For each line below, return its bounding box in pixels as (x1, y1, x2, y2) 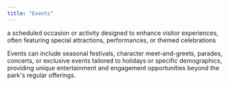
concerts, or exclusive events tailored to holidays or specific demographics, (7, 56, 223, 65)
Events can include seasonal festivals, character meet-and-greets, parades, (7, 49, 223, 57)
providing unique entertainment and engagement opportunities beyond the (7, 63, 219, 72)
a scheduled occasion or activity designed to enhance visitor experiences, (7, 29, 219, 37)
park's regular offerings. (7, 71, 76, 79)
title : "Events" (7, 10, 54, 17)
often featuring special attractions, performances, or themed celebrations (7, 35, 216, 44)
